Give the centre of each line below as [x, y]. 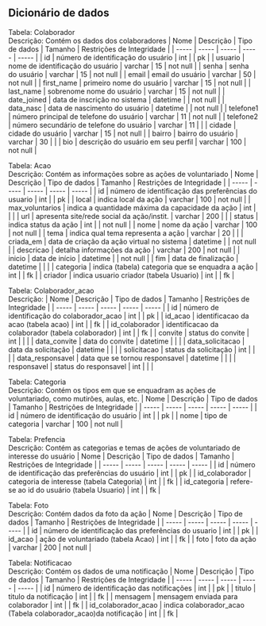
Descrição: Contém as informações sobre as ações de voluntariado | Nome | [133, 174]
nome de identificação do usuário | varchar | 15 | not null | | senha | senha [129, 66]
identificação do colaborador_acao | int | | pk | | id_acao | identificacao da [129, 316]
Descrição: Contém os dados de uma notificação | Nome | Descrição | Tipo [131, 571]
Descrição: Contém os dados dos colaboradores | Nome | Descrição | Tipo [130, 40]
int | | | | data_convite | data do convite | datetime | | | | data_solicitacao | [126, 341]
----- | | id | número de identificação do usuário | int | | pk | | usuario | [131, 57]
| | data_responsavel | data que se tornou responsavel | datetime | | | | [122, 358]
